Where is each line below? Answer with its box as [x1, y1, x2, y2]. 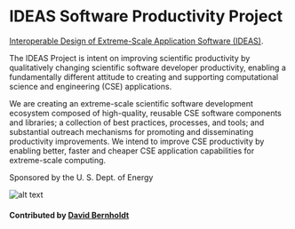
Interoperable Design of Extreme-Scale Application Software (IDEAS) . [9, 36, 264, 46]
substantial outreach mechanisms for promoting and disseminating [9, 126, 254, 137]
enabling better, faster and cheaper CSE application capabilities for [9, 145, 255, 156]
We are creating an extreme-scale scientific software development [9, 98, 253, 108]
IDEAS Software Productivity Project [9, 6, 283, 27]
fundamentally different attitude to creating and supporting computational [9, 71, 279, 82]
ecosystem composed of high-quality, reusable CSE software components [9, 107, 282, 118]
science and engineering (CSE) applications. [9, 81, 172, 91]
